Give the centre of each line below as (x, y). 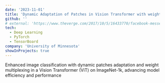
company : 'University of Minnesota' (42, 46)
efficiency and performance (33, 75)
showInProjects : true (27, 51)
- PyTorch (19, 37)
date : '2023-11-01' (25, 10)
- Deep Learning (26, 32)
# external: (17, 23)
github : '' (16, 19)
